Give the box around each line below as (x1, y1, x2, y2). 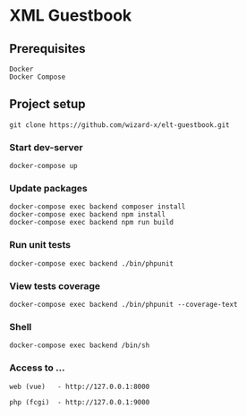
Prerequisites (9, 41, 86, 56)
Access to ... (9, 361, 65, 374)
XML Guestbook (9, 5, 132, 26)
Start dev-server (9, 140, 83, 153)
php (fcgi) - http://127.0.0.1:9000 (9, 397, 150, 407)
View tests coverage (9, 279, 101, 292)
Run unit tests (9, 239, 72, 251)
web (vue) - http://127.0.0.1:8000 (9, 382, 150, 391)
